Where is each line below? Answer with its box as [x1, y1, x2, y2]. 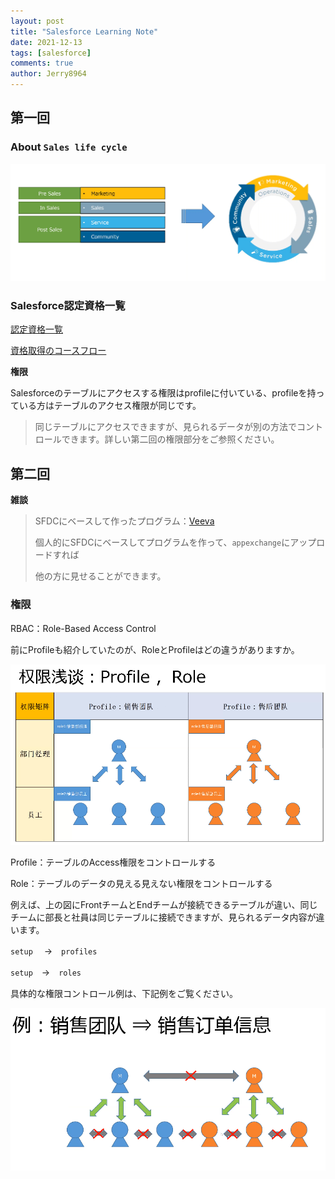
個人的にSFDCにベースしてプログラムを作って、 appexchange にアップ [34, 536, 317, 549]
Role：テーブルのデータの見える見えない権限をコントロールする [10, 878, 273, 890]
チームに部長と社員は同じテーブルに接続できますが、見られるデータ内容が [10, 911, 317, 924]
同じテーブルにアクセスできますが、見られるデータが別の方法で [34, 421, 297, 433]
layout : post [10, 16, 65, 26]
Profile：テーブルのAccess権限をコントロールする [10, 856, 217, 869]
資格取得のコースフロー [10, 345, 107, 357]
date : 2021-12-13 [10, 37, 83, 47]
